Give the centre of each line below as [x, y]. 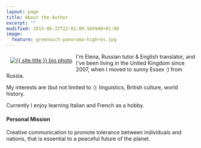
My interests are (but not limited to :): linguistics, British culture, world [92, 87]
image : [14, 34]
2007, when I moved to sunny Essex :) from [129, 69]
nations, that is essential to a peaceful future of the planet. [78, 139]
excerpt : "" [21, 23]
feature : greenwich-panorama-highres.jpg [64, 40]
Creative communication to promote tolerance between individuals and [94, 132]
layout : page [22, 12]
